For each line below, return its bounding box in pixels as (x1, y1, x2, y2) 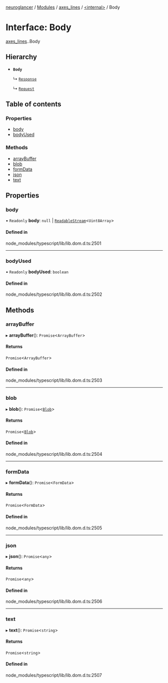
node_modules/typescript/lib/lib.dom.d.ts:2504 (5, 451, 103, 457)
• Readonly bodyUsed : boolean (5, 269, 69, 275)
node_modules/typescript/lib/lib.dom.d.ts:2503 (5, 377, 103, 383)
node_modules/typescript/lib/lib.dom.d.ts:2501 (5, 240, 102, 246)
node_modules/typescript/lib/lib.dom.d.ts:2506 (5, 598, 103, 604)
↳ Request (12, 85, 34, 92)
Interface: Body (5, 22, 72, 33)
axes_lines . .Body (5, 38, 40, 44)
